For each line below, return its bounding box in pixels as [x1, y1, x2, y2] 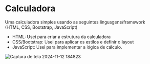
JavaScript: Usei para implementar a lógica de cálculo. [12, 44, 122, 50]
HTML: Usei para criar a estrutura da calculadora [12, 34, 111, 40]
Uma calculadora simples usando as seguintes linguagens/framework [5, 19, 146, 25]
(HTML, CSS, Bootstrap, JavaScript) [5, 24, 78, 30]
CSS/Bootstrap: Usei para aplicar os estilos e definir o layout [12, 39, 134, 44]
